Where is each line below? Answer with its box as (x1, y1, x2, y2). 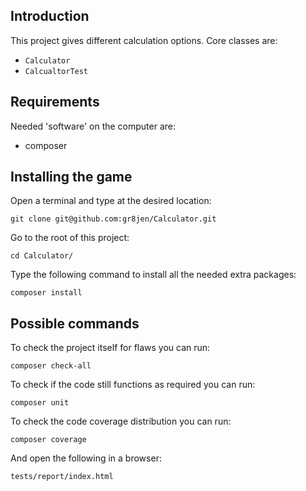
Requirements (10, 94, 100, 111)
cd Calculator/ (10, 251, 74, 261)
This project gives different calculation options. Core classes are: (10, 34, 278, 46)
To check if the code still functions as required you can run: (10, 379, 256, 391)
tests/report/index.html (10, 472, 114, 482)
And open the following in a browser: (10, 452, 162, 464)
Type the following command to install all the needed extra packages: (10, 269, 297, 281)
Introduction (10, 8, 90, 25)
